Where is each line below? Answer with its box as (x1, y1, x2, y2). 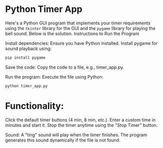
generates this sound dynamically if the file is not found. (5, 137, 121, 143)
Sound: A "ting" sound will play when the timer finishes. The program (5, 132, 148, 138)
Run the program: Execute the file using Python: (5, 74, 104, 80)
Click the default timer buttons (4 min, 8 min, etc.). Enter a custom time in (5, 117, 156, 123)
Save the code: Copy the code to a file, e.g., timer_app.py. (5, 64, 125, 70)
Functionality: (5, 100, 64, 112)
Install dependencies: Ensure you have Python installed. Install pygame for (5, 40, 158, 46)
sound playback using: (5, 45, 52, 51)
